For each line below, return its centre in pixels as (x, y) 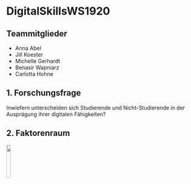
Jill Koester (29, 55)
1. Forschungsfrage (44, 93)
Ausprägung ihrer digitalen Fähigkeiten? (56, 114)
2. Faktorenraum (38, 133)
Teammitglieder (37, 34)
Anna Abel (28, 48)
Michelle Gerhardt (38, 61)
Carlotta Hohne (34, 74)
